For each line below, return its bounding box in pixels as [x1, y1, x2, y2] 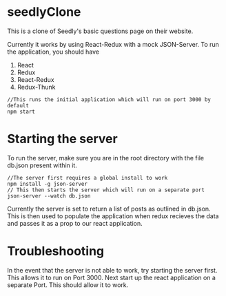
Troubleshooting [7, 244, 105, 259]
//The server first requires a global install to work [7, 174, 168, 181]
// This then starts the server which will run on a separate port [7, 187, 205, 193]
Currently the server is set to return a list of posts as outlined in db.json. [7, 204, 212, 213]
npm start [7, 108, 36, 115]
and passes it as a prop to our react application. [7, 219, 143, 227]
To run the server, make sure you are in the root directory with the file [7, 154, 205, 162]
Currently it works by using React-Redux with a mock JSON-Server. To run [7, 40, 219, 48]
